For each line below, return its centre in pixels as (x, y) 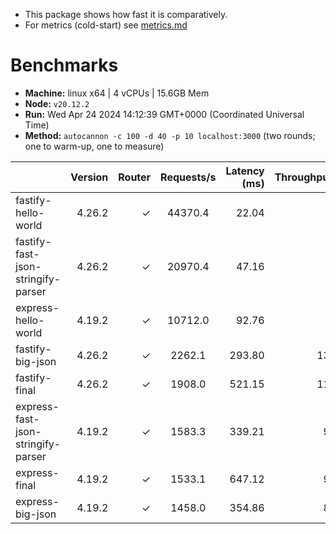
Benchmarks (64, 65)
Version (89, 177)
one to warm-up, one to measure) (94, 146)
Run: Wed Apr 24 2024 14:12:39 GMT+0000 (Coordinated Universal (164, 114)
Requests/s (188, 177)
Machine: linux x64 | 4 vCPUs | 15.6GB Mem (117, 93)
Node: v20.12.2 (57, 103)
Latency (245, 171)
